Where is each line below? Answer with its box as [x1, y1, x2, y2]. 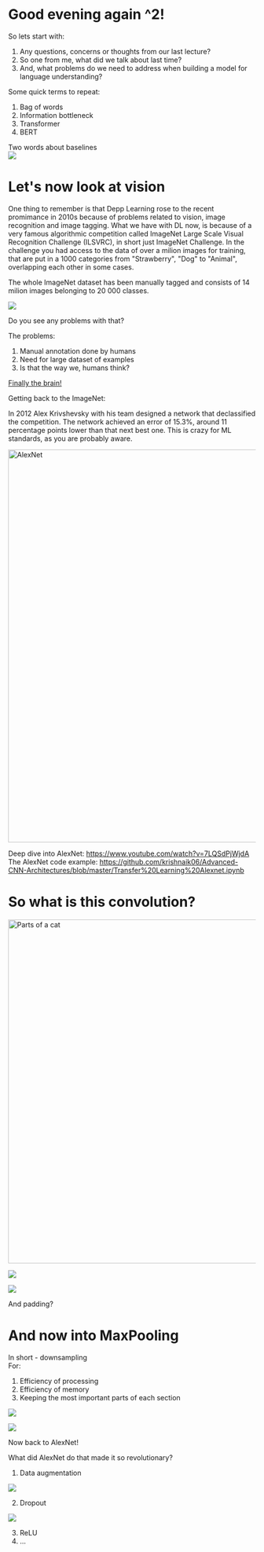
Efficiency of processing [19, 1376, 99, 1385]
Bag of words [19, 102, 64, 112]
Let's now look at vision [8, 178, 166, 196]
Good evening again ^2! [8, 6, 165, 24]
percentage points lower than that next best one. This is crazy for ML [8, 425, 232, 435]
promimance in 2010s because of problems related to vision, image [8, 212, 225, 222]
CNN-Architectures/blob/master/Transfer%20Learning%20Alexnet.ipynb [8, 865, 245, 875]
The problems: [8, 331, 56, 340]
